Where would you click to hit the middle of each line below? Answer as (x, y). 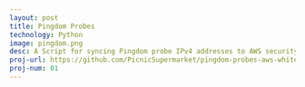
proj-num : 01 (34, 69)
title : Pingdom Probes (52, 26)
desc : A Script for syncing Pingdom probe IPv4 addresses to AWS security (154, 52)
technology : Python (46, 34)
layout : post (34, 18)
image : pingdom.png (46, 43)
